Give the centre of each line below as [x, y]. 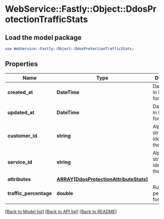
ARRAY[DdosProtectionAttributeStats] [102, 179]
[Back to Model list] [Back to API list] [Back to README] [61, 211]
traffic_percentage [30, 193]
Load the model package [43, 37]
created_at [20, 92]
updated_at [21, 112]
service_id [20, 162]
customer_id [22, 136]
